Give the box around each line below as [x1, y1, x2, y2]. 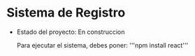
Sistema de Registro [6, 5, 126, 21]
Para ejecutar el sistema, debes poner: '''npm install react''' [16, 41, 189, 49]
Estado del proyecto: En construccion [16, 28, 125, 36]
